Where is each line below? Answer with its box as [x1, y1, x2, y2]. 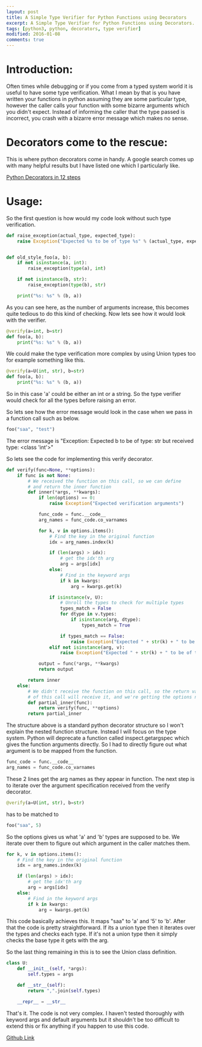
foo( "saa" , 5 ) [6, 822, 42, 828]
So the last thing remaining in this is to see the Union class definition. [6, 948, 177, 956]
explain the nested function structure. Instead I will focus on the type [6, 728, 177, 735]
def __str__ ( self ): [17, 982, 66, 989]
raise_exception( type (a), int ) [28, 265, 106, 271]
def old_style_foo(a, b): [6, 254, 71, 261]
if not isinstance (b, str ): [17, 276, 87, 283]
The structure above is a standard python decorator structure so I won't [6, 721, 184, 729]
